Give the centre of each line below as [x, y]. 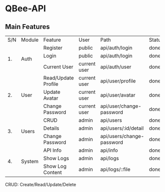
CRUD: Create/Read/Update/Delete [41, 184]
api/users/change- [122, 136]
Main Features [27, 27]
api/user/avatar [118, 95]
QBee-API [26, 9]
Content [53, 172]
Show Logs [56, 158]
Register [53, 48]
